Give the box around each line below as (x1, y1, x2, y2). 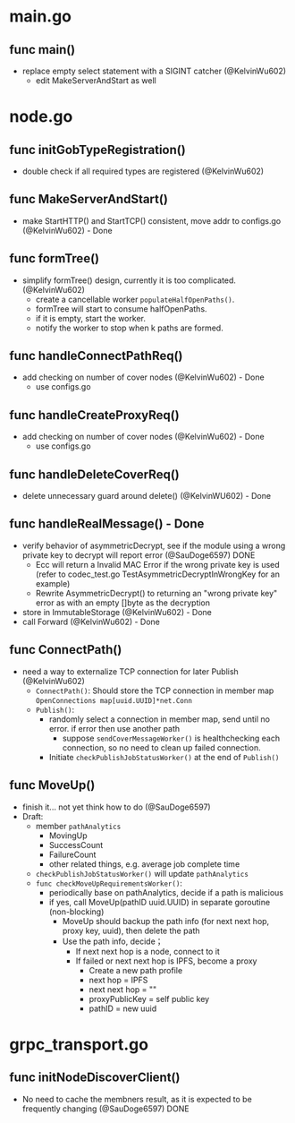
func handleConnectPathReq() (9, 348, 183, 364)
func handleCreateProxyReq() (9, 407, 181, 423)
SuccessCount (48, 839, 104, 850)
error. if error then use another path (48, 723, 181, 733)
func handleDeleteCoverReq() (9, 467, 181, 482)
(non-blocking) (48, 906, 105, 917)
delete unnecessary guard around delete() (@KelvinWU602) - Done (21, 491, 271, 501)
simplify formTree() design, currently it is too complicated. (21, 275, 237, 286)
